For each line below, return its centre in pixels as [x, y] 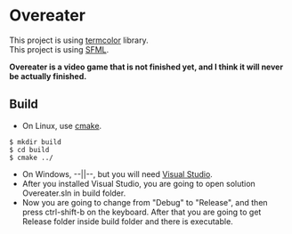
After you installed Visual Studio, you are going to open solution [138, 183]
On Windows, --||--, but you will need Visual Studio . [118, 173]
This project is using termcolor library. [79, 40]
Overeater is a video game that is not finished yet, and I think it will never [146, 67]
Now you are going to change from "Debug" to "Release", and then [145, 202]
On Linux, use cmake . [62, 125]
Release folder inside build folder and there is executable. [127, 221]
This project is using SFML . [59, 49]
